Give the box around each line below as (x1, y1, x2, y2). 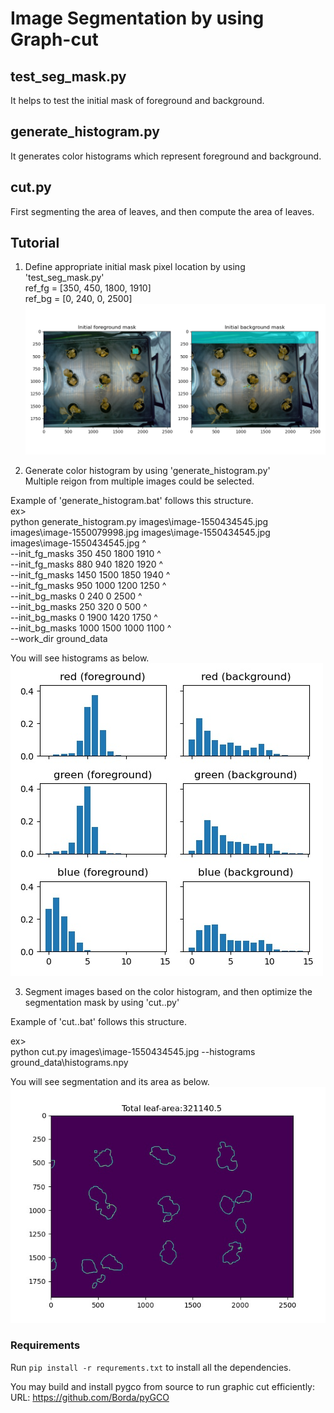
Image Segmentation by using (10, 7, 265, 30)
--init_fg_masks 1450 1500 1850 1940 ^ (10, 568, 171, 581)
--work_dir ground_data (10, 632, 108, 644)
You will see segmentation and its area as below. (10, 1075, 210, 1087)
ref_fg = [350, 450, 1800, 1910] (24, 282, 152, 294)
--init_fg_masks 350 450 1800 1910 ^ (10, 547, 162, 559)
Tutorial (10, 235, 60, 252)
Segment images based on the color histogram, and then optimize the (24, 985, 313, 997)
